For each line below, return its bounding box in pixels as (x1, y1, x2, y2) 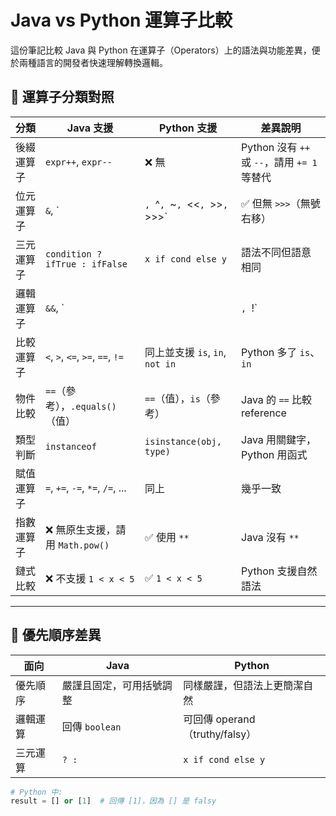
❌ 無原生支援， (45, 522, 117, 536)
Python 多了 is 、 (241, 345, 321, 359)
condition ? (45, 248, 103, 260)
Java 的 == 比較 (241, 392, 313, 406)
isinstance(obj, (144, 436, 222, 447)
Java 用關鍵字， (241, 432, 317, 446)
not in (144, 358, 177, 370)
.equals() (70, 401, 117, 412)
